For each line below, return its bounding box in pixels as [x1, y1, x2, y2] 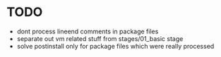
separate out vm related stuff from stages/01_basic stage [16, 34, 184, 42]
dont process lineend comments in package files [16, 27, 159, 35]
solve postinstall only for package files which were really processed [16, 42, 215, 50]
